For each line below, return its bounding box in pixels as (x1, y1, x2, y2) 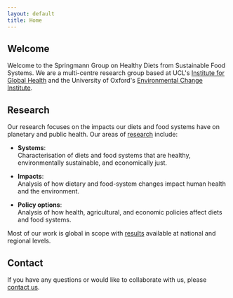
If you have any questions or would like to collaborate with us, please (7, 275, 207, 284)
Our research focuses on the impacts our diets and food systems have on (7, 123, 220, 131)
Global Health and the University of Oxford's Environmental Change (7, 76, 204, 85)
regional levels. (7, 236, 51, 245)
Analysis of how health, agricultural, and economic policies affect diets (17, 208, 222, 217)
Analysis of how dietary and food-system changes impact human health (17, 180, 226, 188)
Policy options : (17, 201, 62, 209)
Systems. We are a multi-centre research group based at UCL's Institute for (7, 69, 225, 77)
